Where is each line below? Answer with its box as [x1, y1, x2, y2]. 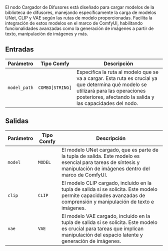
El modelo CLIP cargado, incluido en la [61, 179, 152, 186]
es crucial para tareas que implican [61, 225, 144, 232]
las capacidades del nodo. [76, 99, 138, 106]
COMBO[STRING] [38, 84, 72, 90]
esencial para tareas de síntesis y [61, 158, 140, 165]
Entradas [5, 45, 34, 54]
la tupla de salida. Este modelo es [61, 152, 140, 159]
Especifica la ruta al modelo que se [76, 68, 159, 75]
